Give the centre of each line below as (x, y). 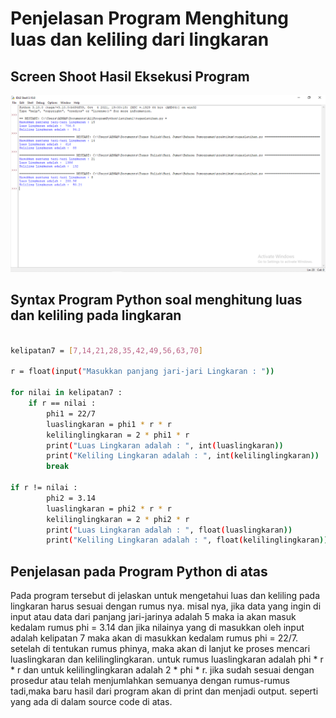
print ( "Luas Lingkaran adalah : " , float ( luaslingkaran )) (169, 530)
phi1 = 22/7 (71, 413)
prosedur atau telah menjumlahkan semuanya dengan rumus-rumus (150, 681)
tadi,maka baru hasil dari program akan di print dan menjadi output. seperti (164, 691)
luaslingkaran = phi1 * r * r (109, 424)
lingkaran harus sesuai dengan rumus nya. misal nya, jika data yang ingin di (166, 606)
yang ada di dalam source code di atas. (91, 702)
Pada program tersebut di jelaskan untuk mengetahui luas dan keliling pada (165, 596)
